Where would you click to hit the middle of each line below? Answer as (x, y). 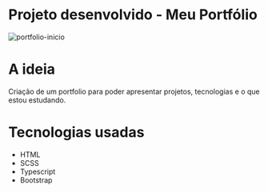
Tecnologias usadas (76, 133)
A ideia (32, 69)
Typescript (38, 171)
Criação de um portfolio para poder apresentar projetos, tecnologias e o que (134, 91)
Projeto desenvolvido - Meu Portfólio (133, 15)
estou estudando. (37, 100)
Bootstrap (36, 180)
